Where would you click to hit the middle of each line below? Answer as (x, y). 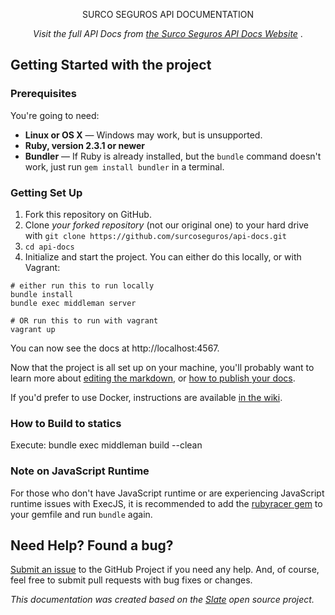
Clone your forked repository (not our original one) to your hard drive (166, 225)
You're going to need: (55, 115)
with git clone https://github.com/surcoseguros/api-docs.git (156, 235)
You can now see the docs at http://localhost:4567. (115, 348)
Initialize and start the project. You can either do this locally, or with (163, 256)
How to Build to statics (66, 423)
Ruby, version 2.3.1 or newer (85, 145)
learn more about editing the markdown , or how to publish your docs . (153, 378)
